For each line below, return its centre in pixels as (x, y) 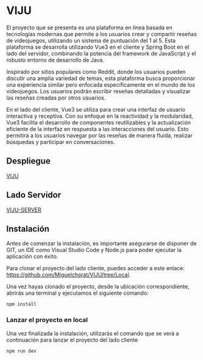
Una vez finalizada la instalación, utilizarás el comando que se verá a (93, 333)
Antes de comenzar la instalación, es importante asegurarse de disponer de (101, 243)
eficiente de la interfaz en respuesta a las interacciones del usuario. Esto (98, 129)
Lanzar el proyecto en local (47, 320)
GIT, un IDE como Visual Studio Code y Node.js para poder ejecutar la (94, 250)
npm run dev (21, 351)
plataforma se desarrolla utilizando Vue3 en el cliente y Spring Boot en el (98, 47)
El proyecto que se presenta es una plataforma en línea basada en (89, 27)
